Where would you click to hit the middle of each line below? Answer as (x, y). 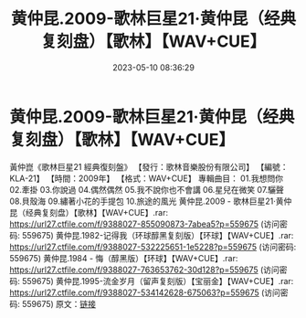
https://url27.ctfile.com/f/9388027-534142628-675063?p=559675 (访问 (145, 292)
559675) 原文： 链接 (59, 303)
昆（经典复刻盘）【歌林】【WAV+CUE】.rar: (89, 212)
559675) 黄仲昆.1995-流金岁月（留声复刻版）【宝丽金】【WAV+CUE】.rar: (158, 281)
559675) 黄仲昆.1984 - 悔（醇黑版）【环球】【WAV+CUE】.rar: (124, 258)
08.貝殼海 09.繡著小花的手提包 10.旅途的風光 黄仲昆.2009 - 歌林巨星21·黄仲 (151, 201)
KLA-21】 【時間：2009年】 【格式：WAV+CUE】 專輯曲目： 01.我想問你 (146, 178)
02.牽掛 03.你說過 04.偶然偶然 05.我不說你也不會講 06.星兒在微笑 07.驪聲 (147, 189)
